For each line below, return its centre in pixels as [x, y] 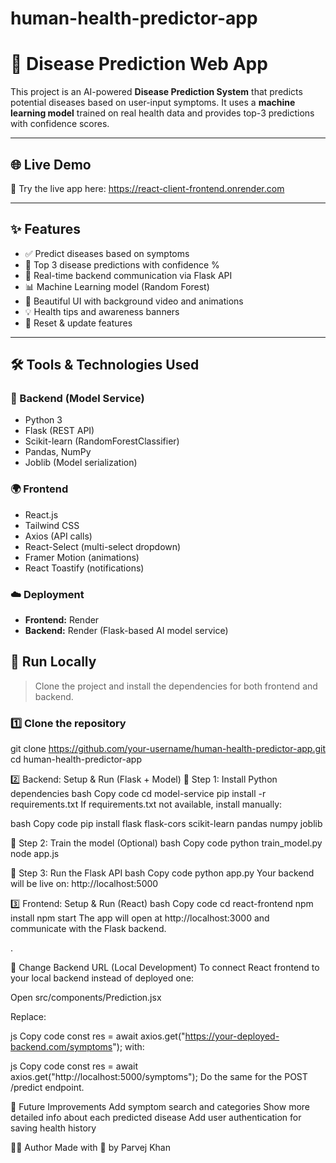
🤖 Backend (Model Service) [77, 399]
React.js [41, 514]
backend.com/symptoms [61, 1047]
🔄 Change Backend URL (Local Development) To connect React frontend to [165, 968]
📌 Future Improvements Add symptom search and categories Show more [160, 1107]
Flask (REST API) [59, 431]
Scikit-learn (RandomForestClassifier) [102, 441]
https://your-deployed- [232, 1036]
